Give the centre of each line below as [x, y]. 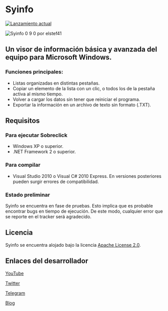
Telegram [15, 293]
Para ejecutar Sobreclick [37, 135]
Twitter [13, 283]
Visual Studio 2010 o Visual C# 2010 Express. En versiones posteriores [87, 176]
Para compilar [23, 165]
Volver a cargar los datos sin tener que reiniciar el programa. [76, 99]
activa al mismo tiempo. [38, 94]
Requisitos [22, 121]
